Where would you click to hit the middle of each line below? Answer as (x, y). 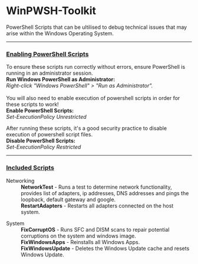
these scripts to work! (32, 105)
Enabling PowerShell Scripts (47, 54)
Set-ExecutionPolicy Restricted (44, 147)
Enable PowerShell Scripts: (40, 111)
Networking (20, 181)
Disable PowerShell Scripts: (41, 141)
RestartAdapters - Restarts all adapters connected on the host (97, 205)
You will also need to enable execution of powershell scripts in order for (93, 98)
